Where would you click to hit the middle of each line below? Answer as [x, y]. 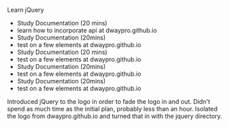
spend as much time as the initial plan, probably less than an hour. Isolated [112, 109]
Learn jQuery [26, 10]
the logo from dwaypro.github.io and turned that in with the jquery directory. [115, 116]
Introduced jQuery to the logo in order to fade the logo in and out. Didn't [109, 101]
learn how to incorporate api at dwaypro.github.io [87, 30]
